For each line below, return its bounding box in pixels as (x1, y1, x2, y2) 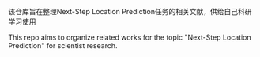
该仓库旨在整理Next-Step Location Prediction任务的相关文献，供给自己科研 (8, 7, 252, 16)
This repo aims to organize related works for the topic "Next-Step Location (8, 32, 251, 42)
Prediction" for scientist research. (8, 41, 118, 50)
